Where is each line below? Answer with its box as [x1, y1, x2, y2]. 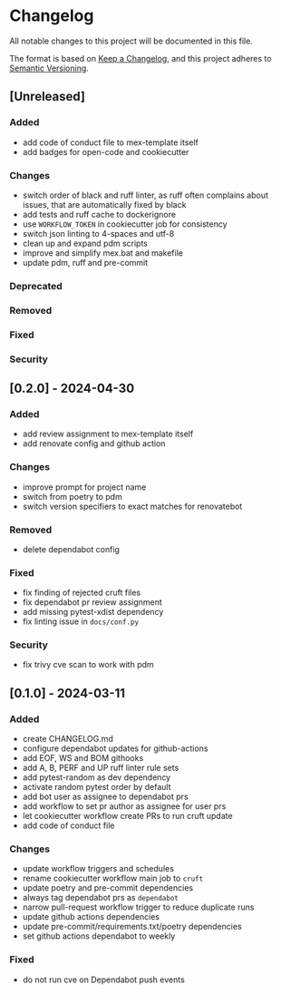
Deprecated [9, 279, 63, 292]
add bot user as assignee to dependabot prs [22, 791, 189, 803]
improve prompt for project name [22, 482, 147, 492]
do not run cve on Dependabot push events [22, 974, 186, 985]
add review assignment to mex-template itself [22, 428, 194, 440]
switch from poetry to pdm [22, 491, 122, 502]
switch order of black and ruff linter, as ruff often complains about [22, 190, 269, 200]
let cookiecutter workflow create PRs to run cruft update [22, 811, 233, 822]
